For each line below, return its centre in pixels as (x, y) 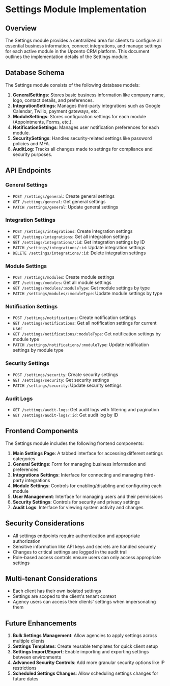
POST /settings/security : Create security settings (65, 374)
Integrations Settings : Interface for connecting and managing (78, 474)
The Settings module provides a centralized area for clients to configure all (83, 40)
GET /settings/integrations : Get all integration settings (71, 236)
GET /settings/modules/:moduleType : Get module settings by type (81, 288)
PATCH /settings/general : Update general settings (65, 207)
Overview (21, 28)
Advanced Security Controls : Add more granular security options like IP (89, 663)
